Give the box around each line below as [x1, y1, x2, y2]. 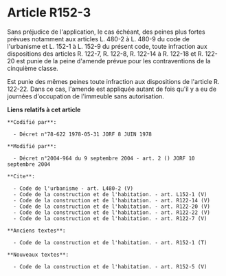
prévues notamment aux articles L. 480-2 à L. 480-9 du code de [7, 34, 190, 43]
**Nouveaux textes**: [7, 251, 69, 258]
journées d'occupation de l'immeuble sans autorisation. [7, 92, 165, 100]
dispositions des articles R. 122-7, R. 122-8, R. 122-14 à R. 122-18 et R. [7, 50, 204, 58]
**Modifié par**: [7, 142, 57, 149]
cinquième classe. [7, 64, 58, 72]
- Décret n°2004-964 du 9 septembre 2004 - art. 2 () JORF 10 [13, 155, 195, 162]
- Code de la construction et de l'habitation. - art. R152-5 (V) [13, 263, 207, 270]
